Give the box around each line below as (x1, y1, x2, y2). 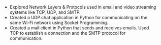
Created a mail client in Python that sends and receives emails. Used (9, 25, 149, 31)
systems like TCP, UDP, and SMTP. (9, 9, 81, 15)
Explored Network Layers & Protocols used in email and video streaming (9, 4, 157, 10)
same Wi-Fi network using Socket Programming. (9, 20, 108, 25)
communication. (9, 35, 43, 41)
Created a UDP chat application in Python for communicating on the (9, 15, 148, 20)
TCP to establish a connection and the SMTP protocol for (9, 30, 126, 36)
